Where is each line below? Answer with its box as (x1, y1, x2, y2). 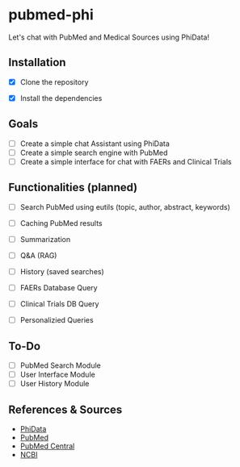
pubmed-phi (8, 6, 95, 24)
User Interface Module (19, 369, 95, 380)
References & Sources (8, 402, 123, 416)
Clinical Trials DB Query (19, 299, 99, 309)
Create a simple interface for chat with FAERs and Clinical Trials (19, 156, 232, 166)
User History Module (19, 379, 90, 389)
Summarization (19, 234, 71, 244)
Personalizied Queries (19, 315, 95, 325)
